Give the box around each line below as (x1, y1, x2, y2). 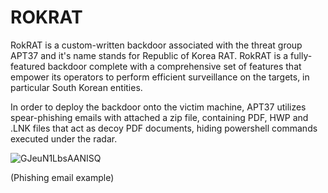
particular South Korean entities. (10, 81, 143, 93)
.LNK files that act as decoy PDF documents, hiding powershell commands (10, 122, 318, 134)
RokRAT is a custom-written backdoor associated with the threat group (10, 39, 303, 51)
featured (10, 60, 46, 72)
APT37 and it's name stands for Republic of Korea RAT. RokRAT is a (10, 49, 289, 61)
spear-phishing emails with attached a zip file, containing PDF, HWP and (10, 111, 309, 123)
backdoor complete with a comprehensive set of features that (47, 60, 302, 72)
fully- (290, 49, 313, 61)
